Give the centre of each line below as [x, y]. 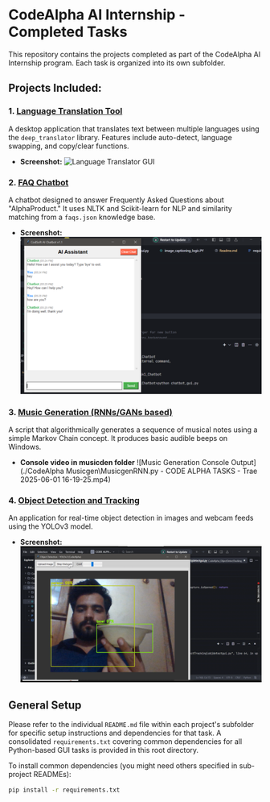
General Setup [45, 705]
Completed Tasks [68, 32]
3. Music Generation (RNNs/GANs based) [90, 412]
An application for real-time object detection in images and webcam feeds [131, 518]
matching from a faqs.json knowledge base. [82, 217]
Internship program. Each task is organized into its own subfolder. [117, 63]
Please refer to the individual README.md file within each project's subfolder [131, 725]
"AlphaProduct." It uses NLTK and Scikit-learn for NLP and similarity [121, 208]
